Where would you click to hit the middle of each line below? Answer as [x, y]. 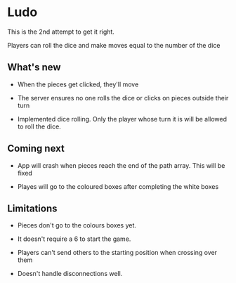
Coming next [36, 149]
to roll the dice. [39, 126]
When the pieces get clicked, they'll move [78, 84]
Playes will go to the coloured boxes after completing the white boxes [118, 186]
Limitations [32, 208]
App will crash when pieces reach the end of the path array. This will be [121, 165]
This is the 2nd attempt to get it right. [61, 32]
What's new [34, 67]
